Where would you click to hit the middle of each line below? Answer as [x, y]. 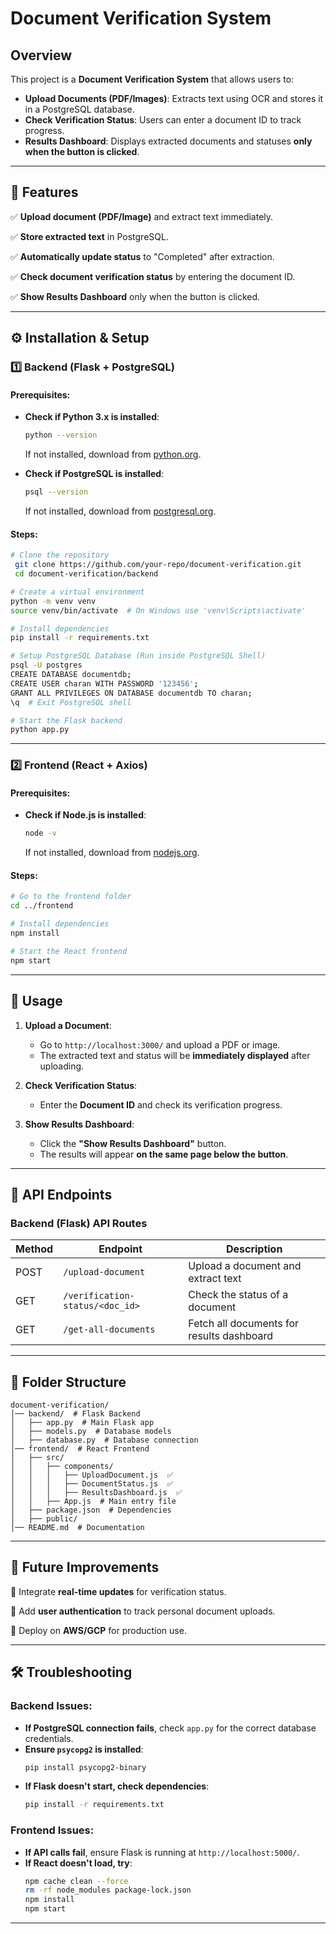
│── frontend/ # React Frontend [80, 1449]
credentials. [49, 1738]
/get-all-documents [109, 1330]
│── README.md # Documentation [77, 1528]
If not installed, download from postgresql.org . [120, 511]
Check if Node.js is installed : [85, 815]
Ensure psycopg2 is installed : [84, 1749]
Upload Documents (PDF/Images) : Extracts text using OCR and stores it [174, 98]
